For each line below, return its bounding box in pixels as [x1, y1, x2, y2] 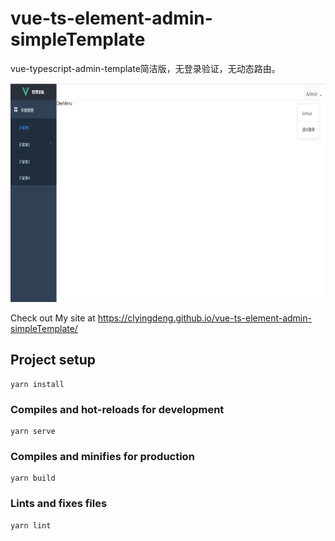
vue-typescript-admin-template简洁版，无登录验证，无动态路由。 [10, 62, 281, 74]
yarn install [10, 379, 65, 389]
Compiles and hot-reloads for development [10, 402, 225, 416]
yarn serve [10, 427, 56, 437]
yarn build [10, 473, 56, 484]
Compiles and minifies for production [10, 449, 195, 463]
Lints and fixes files [10, 497, 108, 511]
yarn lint [10, 520, 52, 531]
